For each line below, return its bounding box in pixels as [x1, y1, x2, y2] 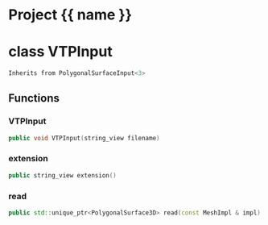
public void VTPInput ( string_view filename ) [8, 134, 160, 142]
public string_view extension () [8, 171, 117, 179]
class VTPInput [8, 43, 113, 61]
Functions [8, 91, 60, 106]
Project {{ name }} [8, 6, 133, 24]
